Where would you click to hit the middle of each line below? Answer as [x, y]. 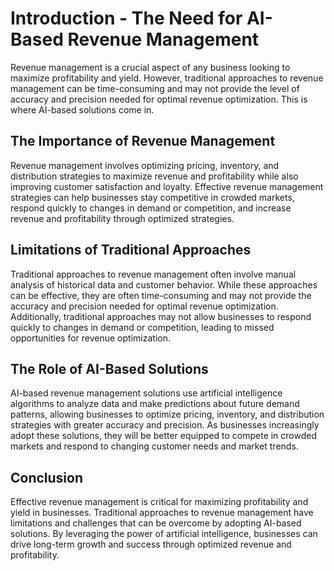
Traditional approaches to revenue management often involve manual [153, 274]
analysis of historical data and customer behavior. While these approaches [164, 284]
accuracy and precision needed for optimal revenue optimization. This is [159, 99]
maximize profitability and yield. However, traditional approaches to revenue [167, 78]
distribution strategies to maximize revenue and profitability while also [154, 176]
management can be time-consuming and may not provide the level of [155, 88]
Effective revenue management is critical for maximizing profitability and [159, 502]
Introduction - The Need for [126, 18]
